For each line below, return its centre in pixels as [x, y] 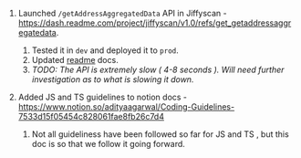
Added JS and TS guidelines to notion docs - [103, 97]
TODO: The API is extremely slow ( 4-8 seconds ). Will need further [158, 69]
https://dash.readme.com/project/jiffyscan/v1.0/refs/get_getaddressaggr [155, 23]
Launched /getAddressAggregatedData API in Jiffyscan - [122, 13]
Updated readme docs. [75, 60]
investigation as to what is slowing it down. [113, 79]
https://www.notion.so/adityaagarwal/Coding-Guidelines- [126, 107]
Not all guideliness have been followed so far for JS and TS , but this [160, 134]
